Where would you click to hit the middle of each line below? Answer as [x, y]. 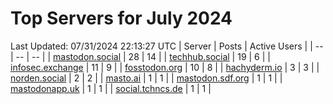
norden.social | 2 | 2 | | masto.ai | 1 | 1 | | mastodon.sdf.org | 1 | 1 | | [146, 78]
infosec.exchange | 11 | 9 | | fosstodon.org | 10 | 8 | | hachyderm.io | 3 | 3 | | [165, 67]
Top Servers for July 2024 [121, 18]
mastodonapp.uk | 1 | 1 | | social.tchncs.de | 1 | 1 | [111, 88]
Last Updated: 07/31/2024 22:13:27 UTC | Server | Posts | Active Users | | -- [167, 46]
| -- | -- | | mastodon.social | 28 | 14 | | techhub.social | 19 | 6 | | [140, 56]
